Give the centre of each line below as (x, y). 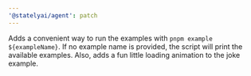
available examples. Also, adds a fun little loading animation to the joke (124, 55)
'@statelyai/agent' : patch (53, 15)
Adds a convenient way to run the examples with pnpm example (110, 38)
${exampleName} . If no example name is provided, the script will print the (125, 46)
